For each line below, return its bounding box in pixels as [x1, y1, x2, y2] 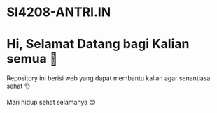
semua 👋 [6, 51, 58, 67]
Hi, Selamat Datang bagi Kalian [6, 36, 190, 52]
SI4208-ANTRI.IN [6, 4, 111, 20]
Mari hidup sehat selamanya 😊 [6, 98, 96, 107]
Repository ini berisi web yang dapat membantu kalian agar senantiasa [6, 74, 211, 82]
